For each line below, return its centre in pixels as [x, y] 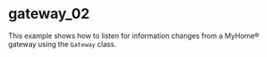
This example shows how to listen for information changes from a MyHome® [134, 36]
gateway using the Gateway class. [63, 44]
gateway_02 [49, 14]
